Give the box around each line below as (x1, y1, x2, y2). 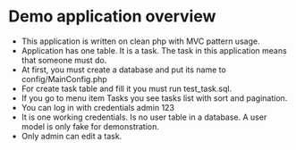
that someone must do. (21, 54, 107, 65)
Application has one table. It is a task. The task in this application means (21, 45, 287, 55)
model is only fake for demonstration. (21, 121, 160, 131)
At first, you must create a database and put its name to (21, 64, 227, 75)
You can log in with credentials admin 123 (21, 102, 175, 112)
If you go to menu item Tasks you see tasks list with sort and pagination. (21, 92, 288, 104)
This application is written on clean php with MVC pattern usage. (21, 36, 260, 46)
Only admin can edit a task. (21, 130, 123, 141)
